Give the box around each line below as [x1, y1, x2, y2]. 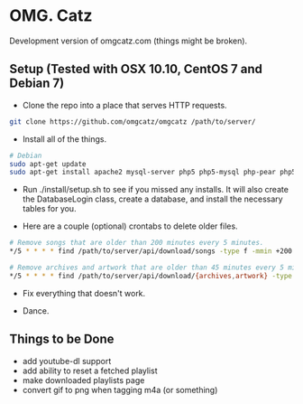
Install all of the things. [22, 133, 107, 145]
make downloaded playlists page [22, 374, 145, 385]
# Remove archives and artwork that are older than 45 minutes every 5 [9, 263, 284, 272]
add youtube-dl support [22, 355, 112, 366]
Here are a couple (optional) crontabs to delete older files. [22, 221, 238, 231]
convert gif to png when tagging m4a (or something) [22, 384, 218, 395]
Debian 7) [9, 76, 65, 91]
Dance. [22, 305, 50, 316]
